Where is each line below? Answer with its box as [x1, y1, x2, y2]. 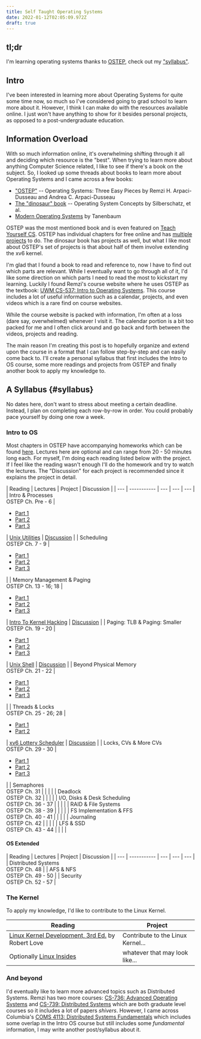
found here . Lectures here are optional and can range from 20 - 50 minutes [6, 448, 192, 455]
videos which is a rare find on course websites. [6, 299, 123, 306]
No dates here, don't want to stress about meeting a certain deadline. [6, 400, 178, 407]
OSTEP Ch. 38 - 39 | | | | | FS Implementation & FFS [6, 807, 133, 814]
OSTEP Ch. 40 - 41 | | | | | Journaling [6, 813, 96, 820]
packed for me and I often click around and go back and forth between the [6, 324, 190, 331]
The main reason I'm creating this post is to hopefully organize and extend [6, 342, 190, 349]
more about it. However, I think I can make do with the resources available [6, 104, 188, 111]
